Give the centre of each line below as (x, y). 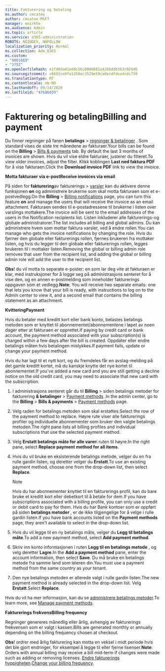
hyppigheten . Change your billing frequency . (50, 663)
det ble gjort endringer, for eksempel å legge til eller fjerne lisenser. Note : (79, 647)
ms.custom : (16, 56)
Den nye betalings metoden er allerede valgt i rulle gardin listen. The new (85, 578)
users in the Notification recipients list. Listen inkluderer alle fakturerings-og (82, 218)
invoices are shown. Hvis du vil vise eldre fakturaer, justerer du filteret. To (79, 156)
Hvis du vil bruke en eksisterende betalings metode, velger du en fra (82, 456)
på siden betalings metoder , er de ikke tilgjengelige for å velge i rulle (83, 512)
